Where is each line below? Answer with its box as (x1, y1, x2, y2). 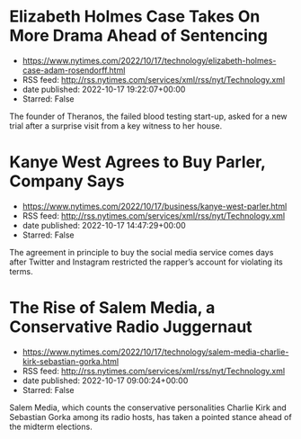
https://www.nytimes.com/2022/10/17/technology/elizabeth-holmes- (22, 55, 277, 66)
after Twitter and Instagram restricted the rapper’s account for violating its (9, 256, 283, 267)
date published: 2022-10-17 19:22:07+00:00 (22, 84, 186, 94)
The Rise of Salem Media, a (9, 298, 216, 318)
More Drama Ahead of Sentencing (9, 25, 268, 46)
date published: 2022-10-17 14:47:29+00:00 (22, 219, 186, 230)
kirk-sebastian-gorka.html (22, 355, 120, 366)
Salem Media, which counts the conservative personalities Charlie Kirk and (9, 402, 287, 413)
